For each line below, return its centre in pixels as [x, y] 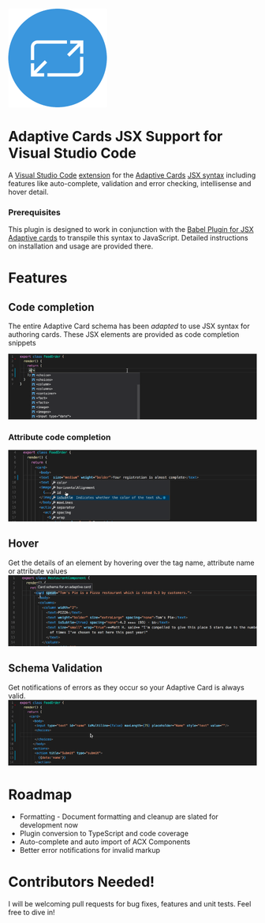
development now [49, 824]
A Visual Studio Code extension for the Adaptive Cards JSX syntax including [132, 175]
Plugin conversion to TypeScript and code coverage [104, 833]
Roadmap [40, 794]
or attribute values [38, 571]
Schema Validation [55, 669]
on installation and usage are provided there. [81, 246]
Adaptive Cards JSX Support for [116, 137]
